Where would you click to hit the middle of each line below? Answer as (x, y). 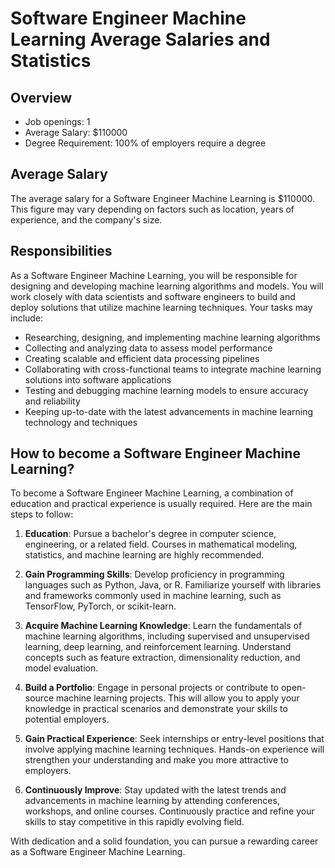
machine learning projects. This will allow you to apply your (177, 698)
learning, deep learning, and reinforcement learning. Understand (158, 647)
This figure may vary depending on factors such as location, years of (152, 209)
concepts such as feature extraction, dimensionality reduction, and (162, 658)
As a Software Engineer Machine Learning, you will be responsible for (154, 275)
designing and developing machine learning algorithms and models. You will (167, 286)
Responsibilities (61, 251)
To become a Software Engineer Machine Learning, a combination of (152, 493)
